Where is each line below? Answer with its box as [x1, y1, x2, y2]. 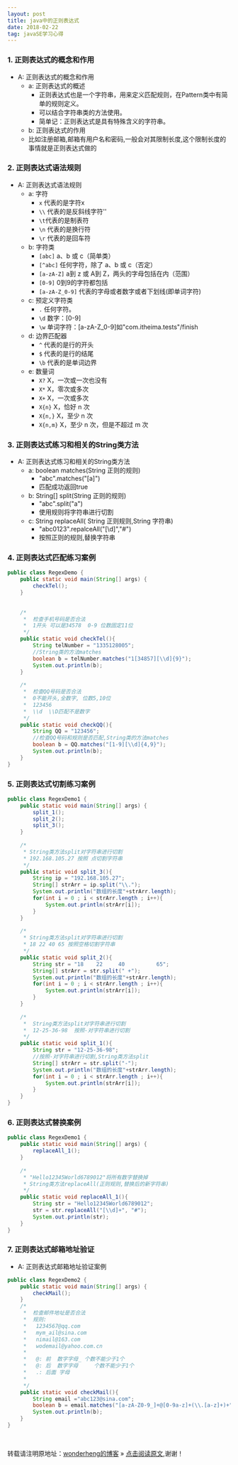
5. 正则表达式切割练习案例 [7, 779, 96, 789]
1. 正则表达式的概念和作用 [7, 55, 94, 65]
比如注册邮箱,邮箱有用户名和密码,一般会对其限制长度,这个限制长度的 [28, 134, 227, 143]
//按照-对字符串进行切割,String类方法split [33, 1053, 149, 1061]
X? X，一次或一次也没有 [38, 376, 108, 384]
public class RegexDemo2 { [7, 1276, 87, 1283]
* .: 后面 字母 [23, 1369, 70, 1376]
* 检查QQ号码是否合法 [23, 688, 81, 696]
